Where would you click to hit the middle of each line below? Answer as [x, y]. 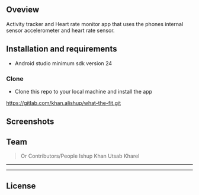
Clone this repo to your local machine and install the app [84, 91]
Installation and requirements [62, 49]
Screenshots [30, 122]
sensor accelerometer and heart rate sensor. [60, 30]
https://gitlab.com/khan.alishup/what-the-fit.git [64, 103]
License [21, 186]
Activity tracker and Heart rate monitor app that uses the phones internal [95, 24]
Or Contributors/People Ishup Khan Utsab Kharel [80, 156]
